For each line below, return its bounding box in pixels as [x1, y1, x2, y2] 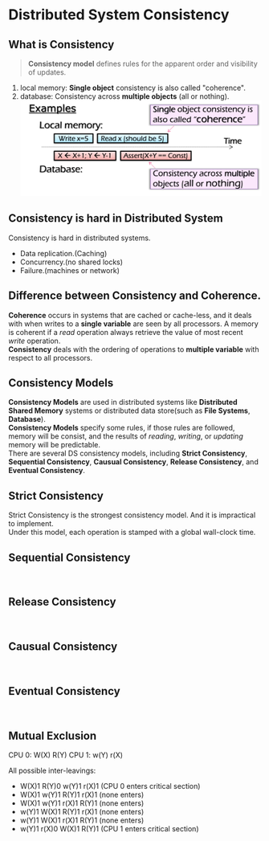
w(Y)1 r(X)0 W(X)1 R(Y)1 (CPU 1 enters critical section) [19, 824, 199, 834]
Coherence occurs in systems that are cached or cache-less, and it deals [8, 310, 252, 320]
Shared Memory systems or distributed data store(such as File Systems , [8, 406, 251, 415]
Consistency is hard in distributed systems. [8, 233, 151, 243]
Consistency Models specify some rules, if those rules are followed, [8, 423, 235, 433]
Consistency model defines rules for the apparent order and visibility [27, 59, 259, 68]
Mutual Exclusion [8, 729, 97, 742]
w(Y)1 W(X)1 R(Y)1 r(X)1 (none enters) [19, 807, 145, 817]
